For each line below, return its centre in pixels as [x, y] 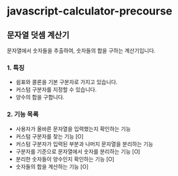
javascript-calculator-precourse [90, 11]
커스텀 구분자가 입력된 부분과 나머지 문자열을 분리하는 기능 [84, 144]
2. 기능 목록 [23, 114]
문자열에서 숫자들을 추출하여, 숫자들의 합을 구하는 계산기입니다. [81, 51]
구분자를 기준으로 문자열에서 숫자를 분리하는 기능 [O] [78, 151]
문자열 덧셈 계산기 [38, 35]
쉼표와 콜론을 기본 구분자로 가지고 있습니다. [67, 82]
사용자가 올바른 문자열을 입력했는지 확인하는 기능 [73, 129]
